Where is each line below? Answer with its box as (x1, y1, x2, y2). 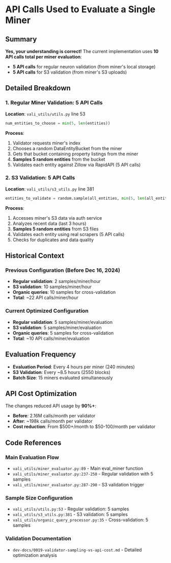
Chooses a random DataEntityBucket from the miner (12, 145, 122, 151)
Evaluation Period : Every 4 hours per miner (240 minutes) (12, 364, 135, 370)
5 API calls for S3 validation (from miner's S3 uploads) (12, 69, 127, 75)
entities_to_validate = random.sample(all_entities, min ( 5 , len (5, 196, 145, 201)
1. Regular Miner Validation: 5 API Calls (5, 99, 103, 106)
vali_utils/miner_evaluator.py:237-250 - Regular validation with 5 (12, 471, 154, 477)
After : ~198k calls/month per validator (12, 418, 93, 425)
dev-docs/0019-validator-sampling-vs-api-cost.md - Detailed (12, 547, 142, 553)
